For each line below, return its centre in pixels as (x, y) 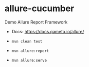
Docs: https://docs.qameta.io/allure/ (48, 31)
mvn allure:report (30, 51)
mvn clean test (27, 41)
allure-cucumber (39, 9)
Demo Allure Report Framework (36, 22)
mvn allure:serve (29, 60)
